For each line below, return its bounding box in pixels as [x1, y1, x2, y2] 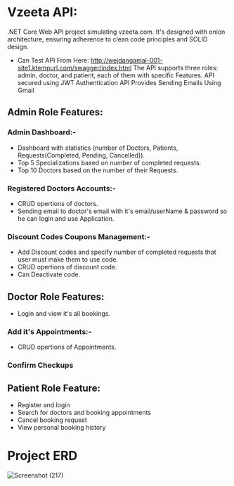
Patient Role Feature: [7, 382, 100, 394]
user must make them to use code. [17, 255, 118, 264]
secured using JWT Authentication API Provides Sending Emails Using [17, 78, 221, 87]
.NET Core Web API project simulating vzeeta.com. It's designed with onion [7, 27, 226, 36]
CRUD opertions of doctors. [17, 199, 98, 207]
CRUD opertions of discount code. [17, 263, 117, 271]
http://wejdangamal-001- [90, 56, 163, 64]
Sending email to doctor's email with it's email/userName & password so [17, 207, 227, 215]
